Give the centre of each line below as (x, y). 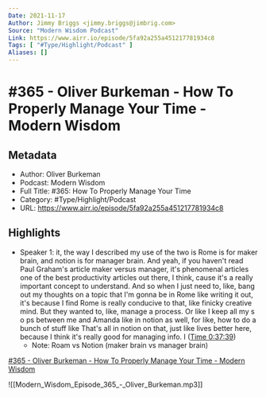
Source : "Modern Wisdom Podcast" (64, 30)
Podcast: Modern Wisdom (62, 183)
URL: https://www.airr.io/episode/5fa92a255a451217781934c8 (121, 208)
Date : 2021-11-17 (37, 16)
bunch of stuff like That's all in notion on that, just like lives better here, (135, 328)
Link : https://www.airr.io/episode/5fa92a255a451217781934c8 (112, 38)
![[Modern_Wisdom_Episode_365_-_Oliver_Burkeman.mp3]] (106, 384)
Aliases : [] (28, 53)
